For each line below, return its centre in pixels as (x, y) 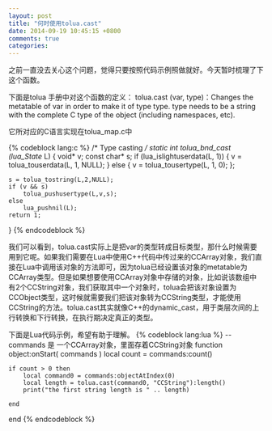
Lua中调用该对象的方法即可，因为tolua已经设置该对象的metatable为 (135, 267)
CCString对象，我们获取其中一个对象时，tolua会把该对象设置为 (132, 287)
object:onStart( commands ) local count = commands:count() (110, 354)
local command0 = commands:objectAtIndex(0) (99, 376)
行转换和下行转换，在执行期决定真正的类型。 (83, 318)
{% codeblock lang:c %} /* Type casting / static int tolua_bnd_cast (120, 148)
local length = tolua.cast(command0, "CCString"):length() (125, 383)
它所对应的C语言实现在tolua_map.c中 (70, 132)
